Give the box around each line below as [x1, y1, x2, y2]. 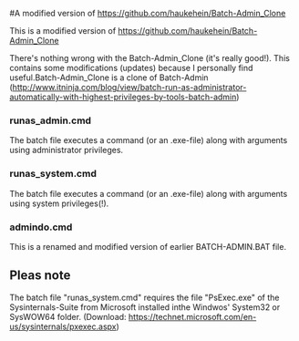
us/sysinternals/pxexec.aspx [9, 321, 117, 332]
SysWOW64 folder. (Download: [9, 311, 127, 322]
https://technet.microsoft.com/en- [128, 311, 257, 322]
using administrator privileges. [9, 145, 124, 156]
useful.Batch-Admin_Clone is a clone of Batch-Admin [9, 72, 209, 83]
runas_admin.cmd [9, 114, 92, 127]
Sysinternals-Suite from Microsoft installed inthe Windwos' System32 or [9, 301, 281, 313]
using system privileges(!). [9, 198, 109, 209]
